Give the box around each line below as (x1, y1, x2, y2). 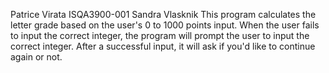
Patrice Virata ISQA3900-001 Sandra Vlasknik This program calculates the (10, 9, 317, 20)
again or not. (10, 51, 63, 63)
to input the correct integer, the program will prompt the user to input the (10, 30, 310, 41)
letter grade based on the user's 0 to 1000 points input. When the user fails (10, 19, 320, 31)
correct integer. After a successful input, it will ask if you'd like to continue (10, 40, 316, 52)
